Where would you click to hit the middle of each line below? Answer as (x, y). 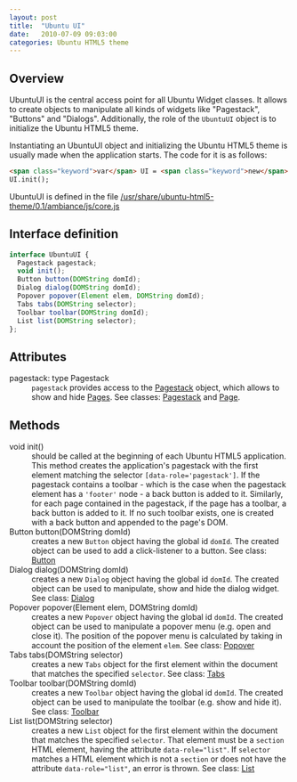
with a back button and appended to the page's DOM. (130, 522)
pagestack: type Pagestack (59, 379)
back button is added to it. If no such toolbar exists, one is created (153, 513)
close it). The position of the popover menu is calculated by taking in (157, 636)
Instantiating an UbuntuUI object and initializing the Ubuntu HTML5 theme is (148, 146)
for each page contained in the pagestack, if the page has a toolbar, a (159, 503)
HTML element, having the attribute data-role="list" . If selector (151, 749)
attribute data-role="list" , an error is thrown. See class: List (143, 768)
